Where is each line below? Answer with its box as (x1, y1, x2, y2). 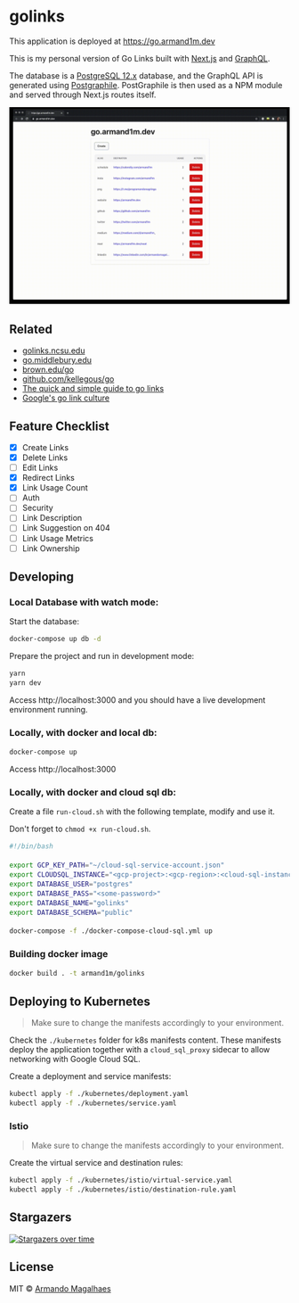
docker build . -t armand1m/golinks (9, 969, 145, 978)
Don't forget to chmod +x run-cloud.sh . (9, 823, 151, 835)
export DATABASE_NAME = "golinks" (9, 898, 129, 907)
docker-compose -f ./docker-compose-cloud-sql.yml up (9, 927, 214, 936)
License (9, 1259, 54, 1274)
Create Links (21, 441, 69, 452)
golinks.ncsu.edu (21, 345, 85, 356)
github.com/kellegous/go (21, 374, 115, 384)
